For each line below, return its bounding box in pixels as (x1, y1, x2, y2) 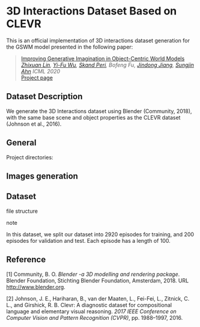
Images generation (6, 171, 78, 181)
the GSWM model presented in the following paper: (6, 43, 133, 50)
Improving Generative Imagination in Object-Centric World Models (20, 55, 185, 62)
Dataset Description (6, 91, 83, 102)
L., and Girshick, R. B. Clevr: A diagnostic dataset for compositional (6, 301, 172, 308)
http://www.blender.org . (6, 283, 66, 290)
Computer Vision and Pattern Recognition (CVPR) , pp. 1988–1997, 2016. (6, 314, 183, 321)
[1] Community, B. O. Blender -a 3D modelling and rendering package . (6, 270, 180, 278)
